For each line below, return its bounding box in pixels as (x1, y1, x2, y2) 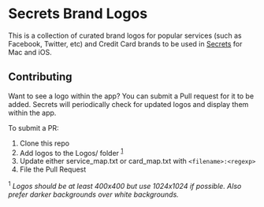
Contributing (8, 70, 73, 83)
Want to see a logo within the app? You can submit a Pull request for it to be (8, 91, 255, 101)
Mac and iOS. (8, 47, 53, 57)
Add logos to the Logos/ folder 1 (19, 146, 124, 157)
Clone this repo (19, 139, 69, 148)
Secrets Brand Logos (8, 5, 148, 23)
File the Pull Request (19, 164, 87, 174)
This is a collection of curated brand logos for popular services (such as (8, 31, 242, 40)
